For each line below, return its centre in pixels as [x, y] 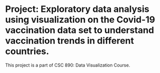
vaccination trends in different [70, 41]
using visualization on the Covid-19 [80, 20]
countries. [27, 51]
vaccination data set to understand [80, 30]
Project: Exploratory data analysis [77, 9]
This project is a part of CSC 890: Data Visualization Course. [68, 65]
